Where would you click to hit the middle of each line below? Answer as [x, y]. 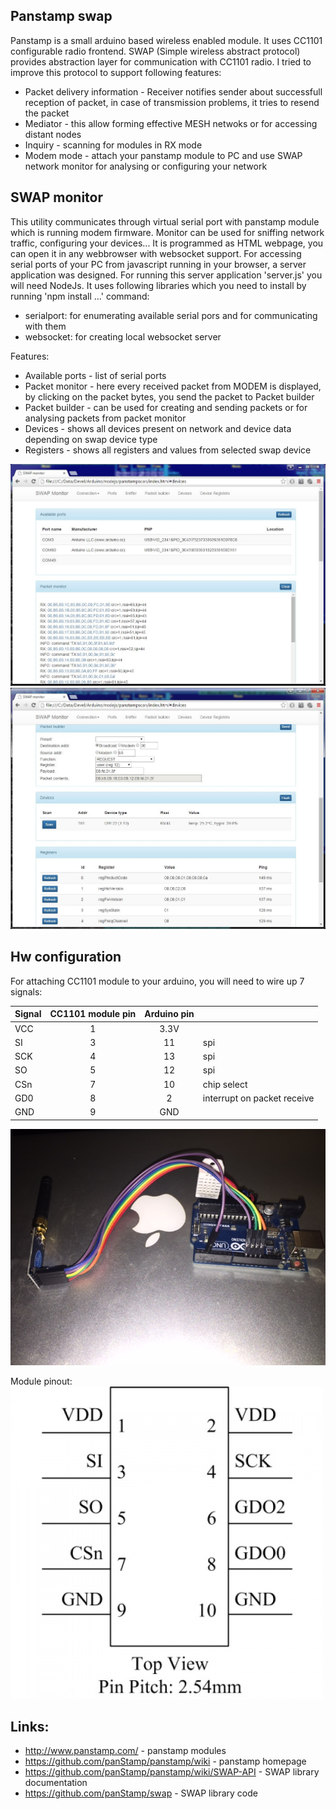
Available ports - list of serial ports [95, 375]
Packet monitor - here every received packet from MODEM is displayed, [173, 386]
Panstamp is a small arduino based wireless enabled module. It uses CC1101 [166, 40]
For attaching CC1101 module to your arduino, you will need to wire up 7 [157, 981]
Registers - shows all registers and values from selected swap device [168, 450]
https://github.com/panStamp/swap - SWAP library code [141, 1793]
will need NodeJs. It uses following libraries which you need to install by [158, 285]
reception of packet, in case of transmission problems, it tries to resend [172, 102]
